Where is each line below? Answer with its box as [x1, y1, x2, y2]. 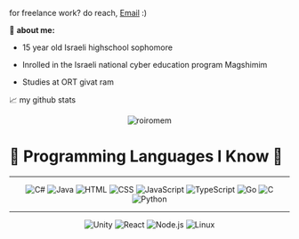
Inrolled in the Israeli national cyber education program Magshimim [21, 60, 268, 70]
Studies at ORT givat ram [21, 77, 114, 87]
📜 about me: [9, 25, 55, 35]
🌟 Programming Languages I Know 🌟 [9, 146, 283, 167]
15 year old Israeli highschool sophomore [21, 42, 174, 53]
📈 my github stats [9, 95, 77, 105]
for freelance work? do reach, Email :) [9, 8, 148, 18]
